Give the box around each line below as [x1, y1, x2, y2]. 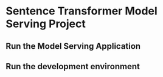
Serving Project [5, 17, 86, 31]
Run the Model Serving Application [5, 41, 141, 51]
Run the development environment [5, 61, 140, 72]
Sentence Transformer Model [5, 4, 158, 18]
